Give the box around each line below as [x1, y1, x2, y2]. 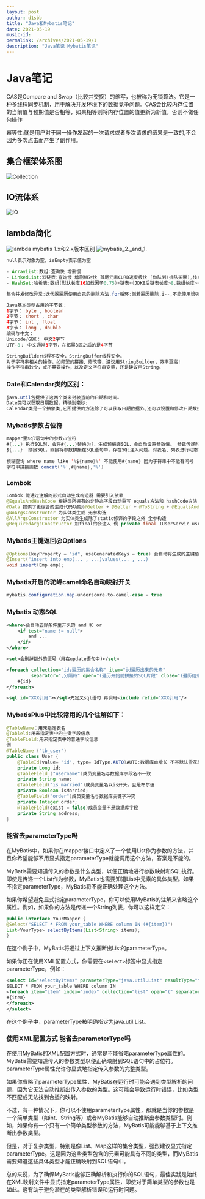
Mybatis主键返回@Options [6, 536, 87, 545]
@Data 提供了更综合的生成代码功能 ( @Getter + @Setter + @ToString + [6, 503, 170, 510]
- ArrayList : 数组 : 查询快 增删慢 [6, 269, 81, 275]
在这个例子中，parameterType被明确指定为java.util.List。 [6, 1018, 149, 1025]
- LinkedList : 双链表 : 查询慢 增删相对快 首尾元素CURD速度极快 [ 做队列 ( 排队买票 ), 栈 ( [6, 274, 200, 280]
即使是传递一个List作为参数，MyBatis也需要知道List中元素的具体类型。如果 [6, 875, 194, 882]
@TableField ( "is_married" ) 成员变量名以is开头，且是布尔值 [17, 782, 155, 788]
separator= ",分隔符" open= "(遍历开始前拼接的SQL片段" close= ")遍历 [31, 672, 192, 678]
